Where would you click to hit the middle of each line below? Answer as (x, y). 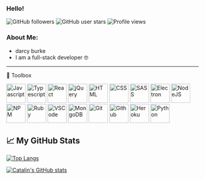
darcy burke (30, 51)
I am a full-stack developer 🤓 (52, 57)
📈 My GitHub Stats (43, 140)
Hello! (15, 9)
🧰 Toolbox (19, 75)
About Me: (22, 38)
